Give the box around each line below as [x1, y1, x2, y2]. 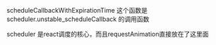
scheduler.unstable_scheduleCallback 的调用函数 [6, 15, 150, 23]
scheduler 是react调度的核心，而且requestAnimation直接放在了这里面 [6, 30, 209, 38]
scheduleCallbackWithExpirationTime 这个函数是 [6, 6, 148, 14]
